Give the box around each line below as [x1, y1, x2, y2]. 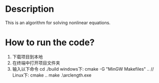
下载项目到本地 [12, 54, 43, 59]
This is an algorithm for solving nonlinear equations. [5, 20, 111, 26]
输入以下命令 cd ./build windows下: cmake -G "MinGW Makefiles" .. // [12, 66, 154, 72]
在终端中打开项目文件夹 [12, 60, 60, 66]
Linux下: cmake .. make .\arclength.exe [12, 72, 92, 78]
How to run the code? [5, 37, 95, 48]
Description [5, 3, 54, 15]
